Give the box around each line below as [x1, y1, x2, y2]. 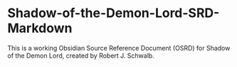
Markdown [7, 20, 73, 36]
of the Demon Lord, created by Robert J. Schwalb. [7, 51, 154, 60]
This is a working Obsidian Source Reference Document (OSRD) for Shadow [7, 43, 231, 52]
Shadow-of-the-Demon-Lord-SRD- [7, 5, 220, 21]
